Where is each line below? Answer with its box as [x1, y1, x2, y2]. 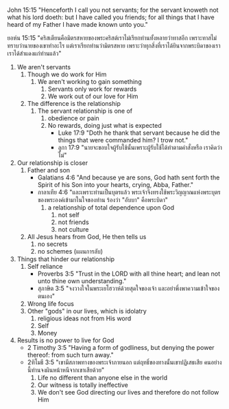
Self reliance [27, 263, 63, 270]
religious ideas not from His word [37, 314, 132, 322]
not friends [58, 218, 89, 226]
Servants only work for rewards [47, 85, 137, 93]
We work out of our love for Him [47, 92, 138, 100]
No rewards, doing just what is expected [47, 122, 162, 129]
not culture [58, 225, 89, 233]
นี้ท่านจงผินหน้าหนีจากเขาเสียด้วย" [27, 366, 105, 374]
